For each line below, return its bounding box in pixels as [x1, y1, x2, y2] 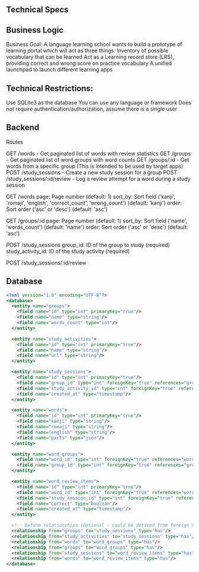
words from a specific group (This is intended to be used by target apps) [6, 162, 184, 169]
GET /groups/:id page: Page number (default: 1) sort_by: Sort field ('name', [6, 217, 188, 224]
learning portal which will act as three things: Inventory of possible [6, 47, 169, 54]
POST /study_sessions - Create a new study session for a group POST [6, 169, 178, 176]
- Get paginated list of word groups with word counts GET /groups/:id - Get [6, 156, 190, 163]
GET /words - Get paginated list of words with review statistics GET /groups [6, 150, 191, 157]
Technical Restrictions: [6, 83, 94, 93]
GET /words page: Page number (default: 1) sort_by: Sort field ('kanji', [6, 193, 176, 200]
